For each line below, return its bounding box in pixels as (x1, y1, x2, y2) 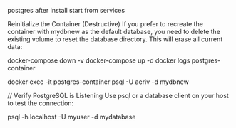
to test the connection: (7, 99, 74, 107)
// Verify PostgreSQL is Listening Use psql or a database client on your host (7, 92, 230, 100)
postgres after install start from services (7, 6, 125, 14)
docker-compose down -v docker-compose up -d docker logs (7, 56, 190, 65)
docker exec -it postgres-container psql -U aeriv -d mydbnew (7, 78, 189, 86)
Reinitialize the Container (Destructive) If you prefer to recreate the (7, 20, 203, 28)
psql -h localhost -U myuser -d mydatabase (7, 113, 136, 121)
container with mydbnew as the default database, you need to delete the (7, 28, 221, 36)
